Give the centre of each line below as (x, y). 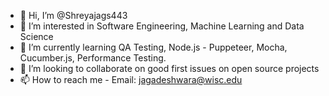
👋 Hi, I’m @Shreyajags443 (73, 15)
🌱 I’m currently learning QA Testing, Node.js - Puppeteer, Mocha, (153, 47)
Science (36, 36)
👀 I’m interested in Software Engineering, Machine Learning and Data (162, 26)
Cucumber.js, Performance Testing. (93, 58)
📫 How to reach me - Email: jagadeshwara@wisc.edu (131, 79)
